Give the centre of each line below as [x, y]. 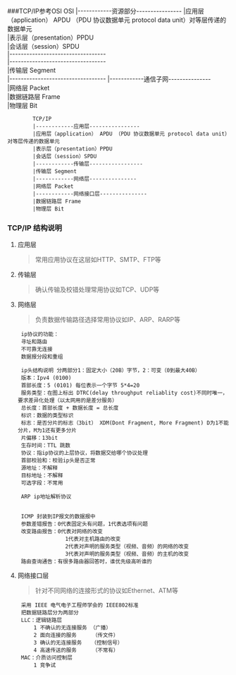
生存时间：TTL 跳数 [45, 446]
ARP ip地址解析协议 [46, 497]
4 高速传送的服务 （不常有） [76, 650]
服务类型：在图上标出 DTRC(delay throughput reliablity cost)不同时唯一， [124, 393]
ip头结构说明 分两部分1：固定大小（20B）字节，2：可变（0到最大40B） [111, 371]
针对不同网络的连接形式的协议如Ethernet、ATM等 [106, 591]
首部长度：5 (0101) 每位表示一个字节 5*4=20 [80, 386]
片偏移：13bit [39, 438]
